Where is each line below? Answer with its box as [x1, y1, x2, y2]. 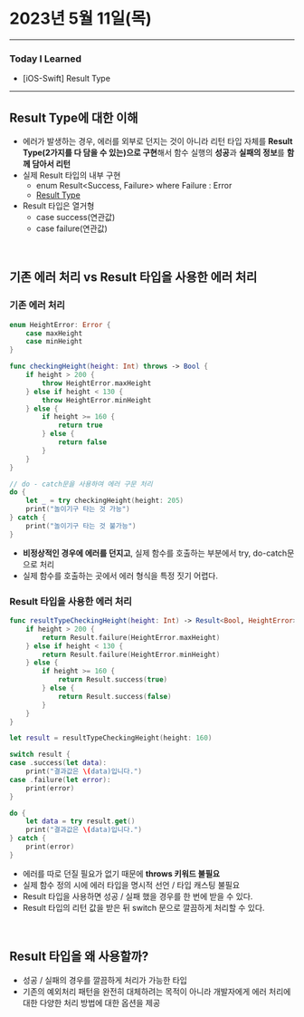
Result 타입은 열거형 [22, 200, 95, 211]
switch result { [9, 750, 71, 760]
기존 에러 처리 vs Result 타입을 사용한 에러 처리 [9, 269, 258, 286]
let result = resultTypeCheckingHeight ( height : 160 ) [9, 733, 213, 743]
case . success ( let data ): [9, 759, 107, 768]
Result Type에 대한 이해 [9, 110, 138, 125]
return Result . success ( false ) [57, 692, 172, 701]
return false [57, 438, 107, 447]
